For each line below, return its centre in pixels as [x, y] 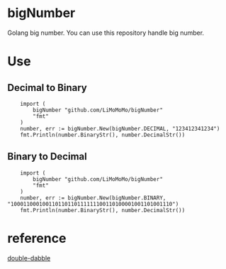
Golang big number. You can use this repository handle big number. [106, 33]
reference [37, 238]
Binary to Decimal [47, 157]
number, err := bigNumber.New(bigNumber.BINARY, [93, 198]
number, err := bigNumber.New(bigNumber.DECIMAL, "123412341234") [120, 128]
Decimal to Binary [47, 88]
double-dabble [29, 258]
